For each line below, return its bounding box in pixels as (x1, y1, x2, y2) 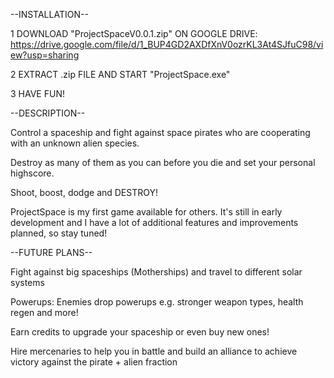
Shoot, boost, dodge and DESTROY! (10, 187, 159, 198)
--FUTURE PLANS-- (10, 247, 93, 258)
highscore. (10, 167, 55, 179)
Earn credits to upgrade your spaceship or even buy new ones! (10, 326, 270, 338)
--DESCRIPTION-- (10, 107, 86, 119)
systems (10, 277, 45, 288)
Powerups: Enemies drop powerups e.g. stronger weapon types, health (10, 296, 304, 308)
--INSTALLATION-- (10, 9, 89, 20)
